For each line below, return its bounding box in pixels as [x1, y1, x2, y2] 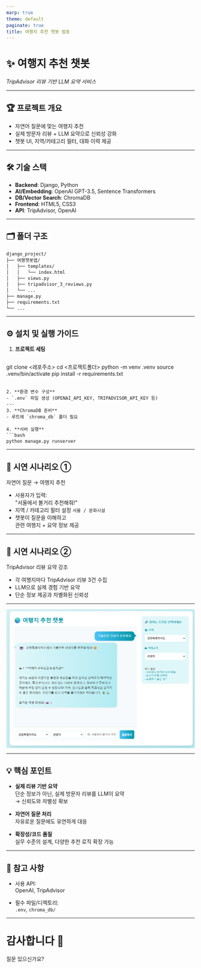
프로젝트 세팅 [14, 345, 46, 353]
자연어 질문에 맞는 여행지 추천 [14, 123, 84, 129]
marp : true [6, 10, 33, 16]
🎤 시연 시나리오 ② [6, 546, 72, 557]
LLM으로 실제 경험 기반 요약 [14, 584, 80, 591]
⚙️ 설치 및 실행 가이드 [6, 328, 79, 339]
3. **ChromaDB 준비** [6, 408, 58, 414]
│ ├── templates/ [6, 263, 55, 269]
